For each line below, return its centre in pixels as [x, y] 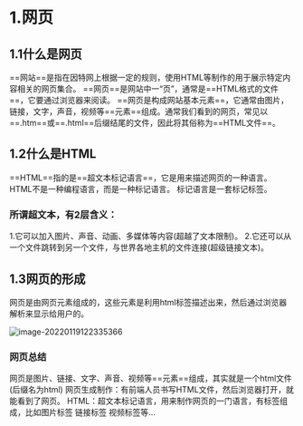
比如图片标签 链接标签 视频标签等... [90, 412]
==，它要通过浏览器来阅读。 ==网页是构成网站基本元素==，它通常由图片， [149, 100]
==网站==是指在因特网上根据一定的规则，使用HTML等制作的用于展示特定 [146, 77]
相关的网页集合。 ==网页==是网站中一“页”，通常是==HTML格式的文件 [147, 89]
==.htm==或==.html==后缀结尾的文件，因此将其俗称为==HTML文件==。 [145, 123]
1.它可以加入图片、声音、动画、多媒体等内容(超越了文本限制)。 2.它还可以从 [151, 237]
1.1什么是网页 [46, 54]
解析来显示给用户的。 [49, 314]
